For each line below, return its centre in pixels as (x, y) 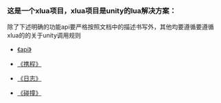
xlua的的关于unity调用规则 (44, 35)
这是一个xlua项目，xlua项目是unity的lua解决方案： (92, 10)
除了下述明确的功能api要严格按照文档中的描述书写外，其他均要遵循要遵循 (110, 27)
